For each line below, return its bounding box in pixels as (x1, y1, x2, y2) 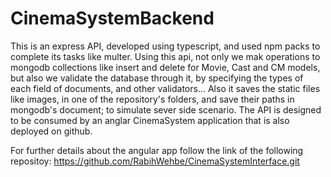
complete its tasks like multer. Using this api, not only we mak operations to (10, 50, 321, 62)
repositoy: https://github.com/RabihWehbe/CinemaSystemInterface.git (10, 155, 300, 167)
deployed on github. (10, 125, 93, 137)
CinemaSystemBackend (10, 7, 215, 30)
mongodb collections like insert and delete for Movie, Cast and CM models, (10, 61, 321, 73)
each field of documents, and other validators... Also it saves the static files (10, 82, 321, 94)
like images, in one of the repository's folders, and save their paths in (10, 93, 295, 105)
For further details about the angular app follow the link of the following (10, 144, 304, 156)
